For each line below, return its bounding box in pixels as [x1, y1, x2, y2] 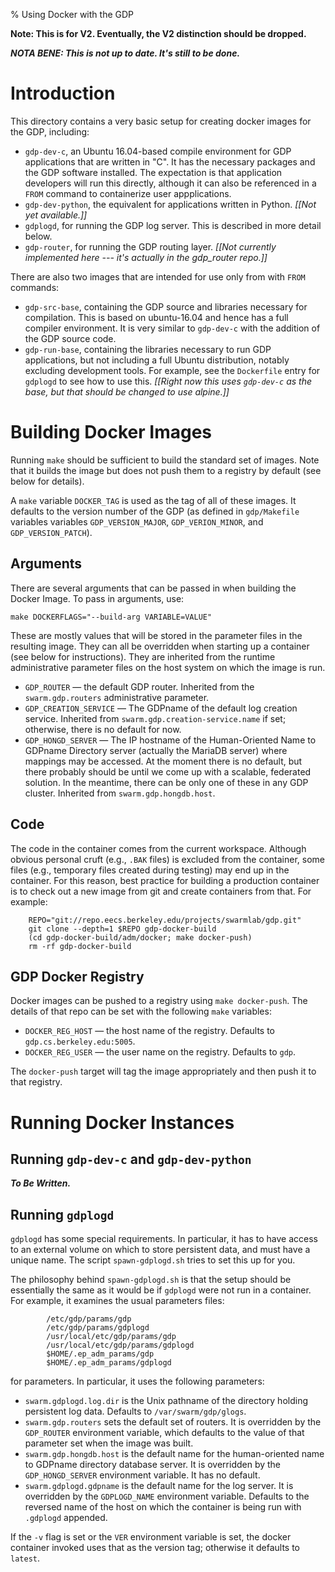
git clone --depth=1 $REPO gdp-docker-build [28, 924, 217, 934]
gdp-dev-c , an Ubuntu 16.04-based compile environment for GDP [24, 145, 292, 157]
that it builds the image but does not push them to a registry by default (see [10, 464, 322, 476]
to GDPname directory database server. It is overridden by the [24, 1459, 282, 1471]
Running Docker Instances [10, 1111, 235, 1134]
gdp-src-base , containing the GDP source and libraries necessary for [24, 300, 308, 313]
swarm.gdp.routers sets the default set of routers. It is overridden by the [24, 1416, 322, 1428]
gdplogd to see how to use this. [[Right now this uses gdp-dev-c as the [24, 375, 312, 387]
